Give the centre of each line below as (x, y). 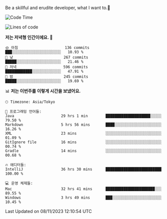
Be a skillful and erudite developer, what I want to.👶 (58, 8)
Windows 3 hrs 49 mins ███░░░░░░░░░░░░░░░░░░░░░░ (83, 198)
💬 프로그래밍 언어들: (23, 112)
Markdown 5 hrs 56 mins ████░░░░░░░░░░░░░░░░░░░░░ (83, 125)
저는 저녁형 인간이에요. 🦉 (29, 37)
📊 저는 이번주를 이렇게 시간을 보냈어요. (43, 91)
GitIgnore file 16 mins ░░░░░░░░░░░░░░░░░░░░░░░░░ (83, 142)
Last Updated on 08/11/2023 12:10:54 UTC (49, 211)
